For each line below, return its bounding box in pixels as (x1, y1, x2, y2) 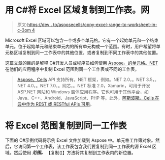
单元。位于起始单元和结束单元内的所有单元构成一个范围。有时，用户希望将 (5, 43, 156, 49)
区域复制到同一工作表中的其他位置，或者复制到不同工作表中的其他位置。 (13, 50, 161, 55)
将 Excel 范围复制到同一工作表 (5, 120, 127, 132)
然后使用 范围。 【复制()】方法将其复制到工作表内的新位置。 (13, 149, 136, 155)
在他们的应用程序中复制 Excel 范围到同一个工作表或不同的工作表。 (5, 66, 139, 72)
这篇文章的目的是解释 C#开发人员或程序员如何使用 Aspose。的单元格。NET (5, 60, 159, 66)
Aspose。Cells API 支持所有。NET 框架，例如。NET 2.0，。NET (17, 77, 145, 82)
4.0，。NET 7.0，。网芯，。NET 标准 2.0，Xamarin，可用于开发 (27, 82, 151, 88)
